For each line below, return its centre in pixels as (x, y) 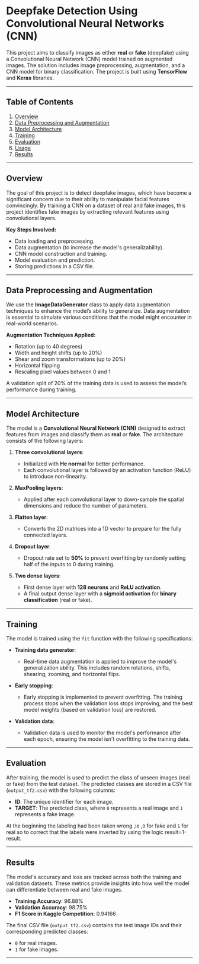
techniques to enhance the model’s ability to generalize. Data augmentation (98, 311)
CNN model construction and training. (61, 253)
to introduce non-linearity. (55, 477)
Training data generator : (45, 650)
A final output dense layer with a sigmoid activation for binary (100, 594)
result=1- (176, 832)
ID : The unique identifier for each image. (64, 801)
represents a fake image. (45, 814)
